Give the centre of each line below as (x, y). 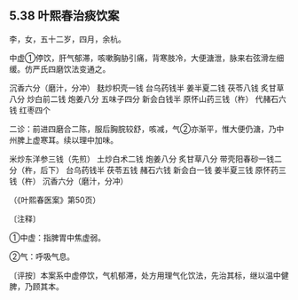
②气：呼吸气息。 (42, 257)
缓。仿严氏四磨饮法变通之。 (60, 68)
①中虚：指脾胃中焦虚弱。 (58, 237)
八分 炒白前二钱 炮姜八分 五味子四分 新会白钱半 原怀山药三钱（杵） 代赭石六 (148, 99)
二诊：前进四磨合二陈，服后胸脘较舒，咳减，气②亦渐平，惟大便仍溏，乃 (143, 129)
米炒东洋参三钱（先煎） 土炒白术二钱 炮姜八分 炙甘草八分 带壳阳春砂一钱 (142, 159)
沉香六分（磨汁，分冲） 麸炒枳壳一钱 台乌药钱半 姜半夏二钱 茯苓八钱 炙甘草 (147, 88)
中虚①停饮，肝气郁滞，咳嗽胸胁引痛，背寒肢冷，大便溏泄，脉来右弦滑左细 (147, 58)
